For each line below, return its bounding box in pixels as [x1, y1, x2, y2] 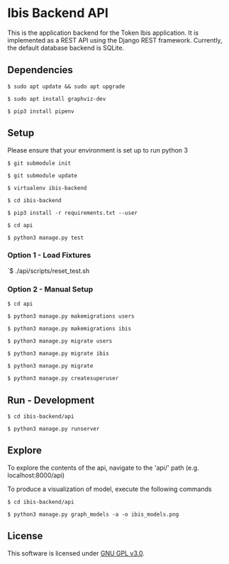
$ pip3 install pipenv [7, 108, 74, 115]
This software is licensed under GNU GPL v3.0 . [7, 548, 145, 558]
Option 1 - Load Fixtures [7, 250, 91, 260]
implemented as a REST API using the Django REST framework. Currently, [7, 35, 223, 44]
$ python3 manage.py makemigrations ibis [7, 325, 132, 333]
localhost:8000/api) [7, 470, 65, 480]
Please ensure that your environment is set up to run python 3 [7, 145, 188, 154]
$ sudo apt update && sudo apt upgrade [7, 83, 125, 90]
